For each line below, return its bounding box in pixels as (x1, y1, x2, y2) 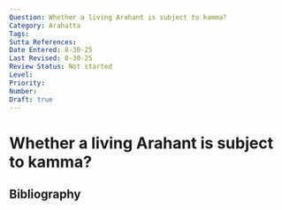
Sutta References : (9, 37, 77, 47)
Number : (9, 86, 38, 95)
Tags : (9, 29, 29, 38)
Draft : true (9, 94, 53, 104)
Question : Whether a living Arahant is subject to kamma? (9, 12, 227, 22)
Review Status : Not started (9, 63, 113, 71)
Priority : (9, 79, 46, 87)
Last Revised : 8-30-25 (9, 54, 93, 63)
